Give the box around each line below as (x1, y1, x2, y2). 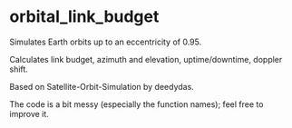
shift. (9, 64, 29, 74)
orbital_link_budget (9, 6, 160, 27)
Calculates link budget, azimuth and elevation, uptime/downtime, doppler (9, 54, 283, 64)
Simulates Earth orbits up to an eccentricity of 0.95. (9, 36, 202, 47)
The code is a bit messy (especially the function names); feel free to (9, 98, 264, 110)
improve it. (9, 108, 50, 119)
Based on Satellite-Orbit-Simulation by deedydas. (9, 81, 195, 92)
